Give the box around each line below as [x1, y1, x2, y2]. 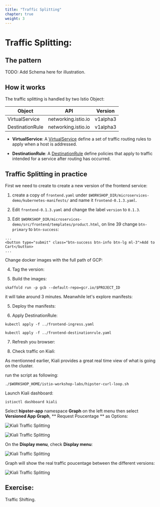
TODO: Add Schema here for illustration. [5, 69, 86, 75]
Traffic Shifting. [5, 496, 36, 502]
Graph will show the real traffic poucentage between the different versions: [5, 460, 155, 466]
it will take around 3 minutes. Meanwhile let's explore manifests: [5, 294, 133, 299]
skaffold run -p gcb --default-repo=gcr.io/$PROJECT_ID [5, 285, 120, 290]
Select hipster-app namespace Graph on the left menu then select [5, 408, 139, 414]
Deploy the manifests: [12, 303, 56, 309]
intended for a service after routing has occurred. [12, 156, 111, 162]
